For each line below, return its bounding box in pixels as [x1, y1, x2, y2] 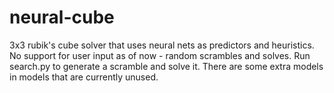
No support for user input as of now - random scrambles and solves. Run [9, 49, 311, 61]
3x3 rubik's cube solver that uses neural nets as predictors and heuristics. [9, 39, 315, 51]
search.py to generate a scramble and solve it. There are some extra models [9, 60, 324, 72]
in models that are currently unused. [9, 71, 159, 83]
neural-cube [9, 6, 115, 29]
